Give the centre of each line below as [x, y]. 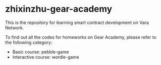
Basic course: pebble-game [41, 52]
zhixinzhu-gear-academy [59, 9]
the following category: [29, 42]
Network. [15, 27]
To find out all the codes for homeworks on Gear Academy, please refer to [81, 37]
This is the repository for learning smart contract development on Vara [77, 22]
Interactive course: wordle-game [46, 57]
